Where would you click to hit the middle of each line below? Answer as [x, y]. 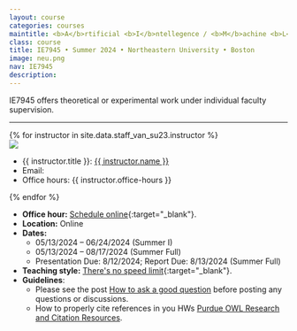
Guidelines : [43, 280]
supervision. [32, 109]
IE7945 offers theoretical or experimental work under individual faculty [138, 100]
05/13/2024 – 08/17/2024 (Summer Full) [108, 251]
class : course [35, 42]
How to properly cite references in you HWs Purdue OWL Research [157, 308]
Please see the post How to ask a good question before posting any [159, 289]
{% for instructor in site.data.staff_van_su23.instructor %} [114, 135]
